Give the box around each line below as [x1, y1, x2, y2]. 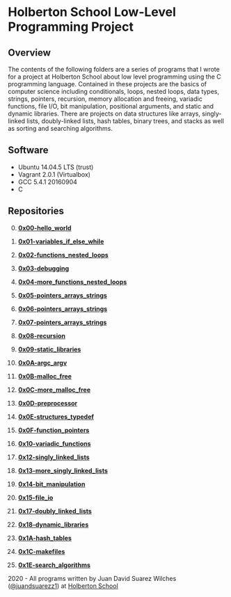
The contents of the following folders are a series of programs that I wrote [8, 65, 220, 73]
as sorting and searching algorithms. [8, 125, 113, 132]
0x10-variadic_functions [17, 439, 91, 447]
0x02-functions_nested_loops [17, 250, 109, 259]
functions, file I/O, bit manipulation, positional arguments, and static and [8, 102, 214, 110]
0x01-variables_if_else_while [17, 237, 104, 246]
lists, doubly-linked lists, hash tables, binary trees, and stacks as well [26, 117, 225, 125]
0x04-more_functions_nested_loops [17, 278, 127, 286]
